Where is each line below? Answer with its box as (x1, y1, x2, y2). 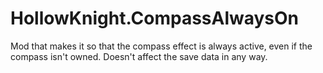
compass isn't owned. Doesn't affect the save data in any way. (10, 50, 268, 62)
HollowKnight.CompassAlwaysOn (10, 7, 300, 30)
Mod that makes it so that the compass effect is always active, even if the (10, 40, 313, 52)
